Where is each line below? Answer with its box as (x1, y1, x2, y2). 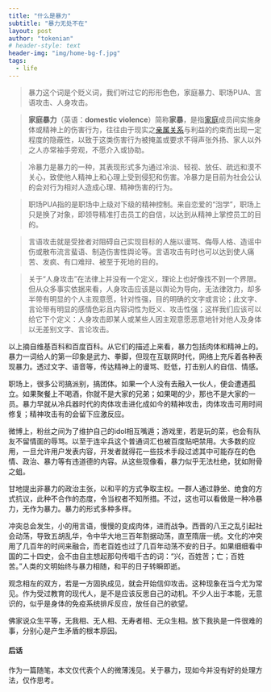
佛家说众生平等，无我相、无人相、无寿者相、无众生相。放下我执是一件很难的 (8, 615, 263, 625)
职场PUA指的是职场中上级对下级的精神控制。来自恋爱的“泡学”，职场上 (27, 199, 261, 209)
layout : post (8, 27, 52, 35)
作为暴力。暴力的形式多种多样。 (29, 503, 135, 513)
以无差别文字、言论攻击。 (27, 324, 114, 334)
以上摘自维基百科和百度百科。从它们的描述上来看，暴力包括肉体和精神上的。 (8, 341, 263, 351)
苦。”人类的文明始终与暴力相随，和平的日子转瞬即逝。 (8, 561, 186, 571)
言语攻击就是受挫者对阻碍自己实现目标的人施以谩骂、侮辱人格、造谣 (27, 236, 255, 246)
